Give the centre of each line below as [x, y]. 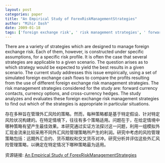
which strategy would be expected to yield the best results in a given [75, 67]
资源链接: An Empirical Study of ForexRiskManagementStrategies [71, 155]
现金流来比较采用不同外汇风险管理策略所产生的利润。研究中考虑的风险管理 [84, 132]
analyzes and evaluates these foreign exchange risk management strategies [82, 98]
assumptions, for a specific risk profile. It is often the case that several [76, 57]
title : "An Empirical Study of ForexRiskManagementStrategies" [71, 19]
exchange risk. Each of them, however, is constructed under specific [74, 52]
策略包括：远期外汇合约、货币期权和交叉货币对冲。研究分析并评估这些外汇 [80, 138]
